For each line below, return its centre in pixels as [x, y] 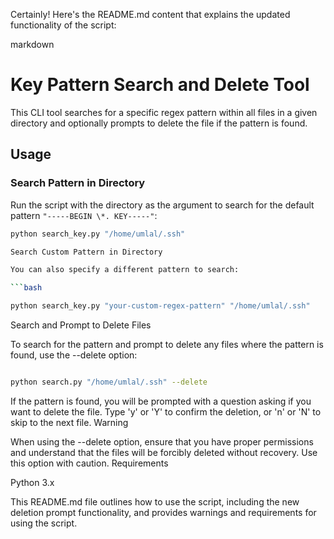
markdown [32, 44]
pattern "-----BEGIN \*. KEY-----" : [84, 215]
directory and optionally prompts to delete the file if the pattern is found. [159, 123]
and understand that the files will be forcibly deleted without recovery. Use [164, 452]
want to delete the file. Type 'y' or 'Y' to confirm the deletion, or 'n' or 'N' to [166, 411]
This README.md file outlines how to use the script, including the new [155, 501]
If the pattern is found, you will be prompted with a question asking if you [161, 401]
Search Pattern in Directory [78, 183]
